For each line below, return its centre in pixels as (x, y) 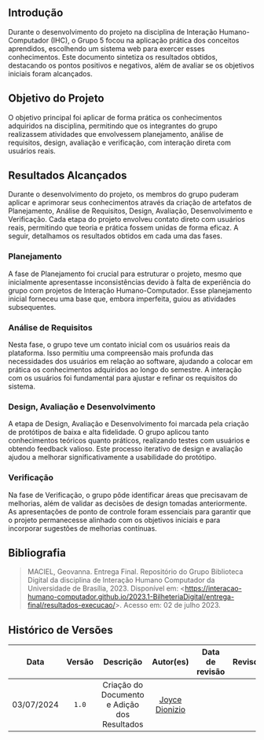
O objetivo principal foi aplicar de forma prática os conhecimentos (115, 117)
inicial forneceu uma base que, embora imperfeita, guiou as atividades (122, 299)
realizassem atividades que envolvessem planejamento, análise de (116, 134)
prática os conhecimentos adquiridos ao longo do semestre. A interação (125, 370)
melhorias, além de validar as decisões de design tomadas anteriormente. (128, 503)
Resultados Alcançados (68, 176)
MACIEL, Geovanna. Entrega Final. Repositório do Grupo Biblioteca (135, 572)
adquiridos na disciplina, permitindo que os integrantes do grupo (113, 126)
